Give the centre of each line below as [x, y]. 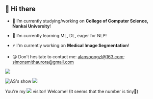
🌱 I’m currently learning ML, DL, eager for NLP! [59, 35]
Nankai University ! [32, 26]
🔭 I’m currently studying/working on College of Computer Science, [80, 21]
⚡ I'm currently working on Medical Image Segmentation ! [71, 45]
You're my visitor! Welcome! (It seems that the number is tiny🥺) [72, 91]
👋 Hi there [20, 9]
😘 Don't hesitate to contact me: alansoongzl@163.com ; [68, 56]
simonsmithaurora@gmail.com [43, 62]
